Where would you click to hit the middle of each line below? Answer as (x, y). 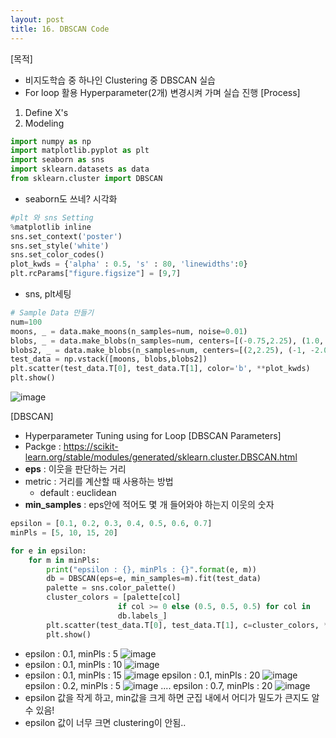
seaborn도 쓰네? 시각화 (71, 198)
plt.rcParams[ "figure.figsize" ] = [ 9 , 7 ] (96, 274)
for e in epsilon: (48, 551)
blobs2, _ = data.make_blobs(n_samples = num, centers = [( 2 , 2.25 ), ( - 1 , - (162, 350)
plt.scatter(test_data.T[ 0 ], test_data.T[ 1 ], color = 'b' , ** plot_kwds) (160, 369)
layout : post (37, 19)
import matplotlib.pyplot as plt (80, 151)
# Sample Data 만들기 (52, 313)
